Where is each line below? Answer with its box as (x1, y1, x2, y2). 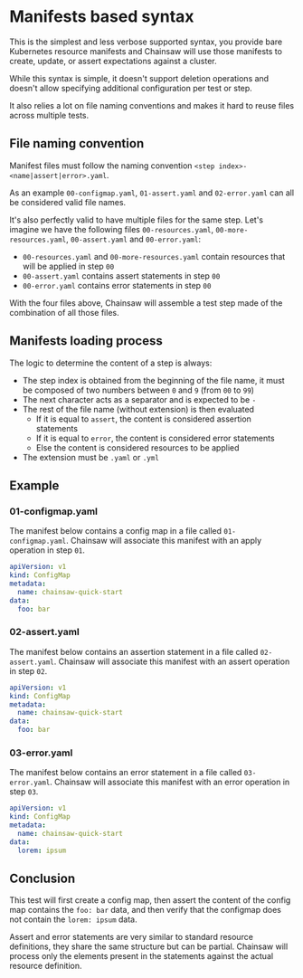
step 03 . (9, 786, 39, 797)
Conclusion (9, 870, 76, 886)
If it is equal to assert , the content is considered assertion (35, 413, 251, 424)
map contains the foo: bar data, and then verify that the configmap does (9, 905, 282, 916)
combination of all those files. (9, 307, 119, 318)
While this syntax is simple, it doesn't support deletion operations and (9, 72, 270, 83)
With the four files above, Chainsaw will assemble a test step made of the (9, 297, 283, 309)
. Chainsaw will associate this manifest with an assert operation (53, 656, 290, 667)
